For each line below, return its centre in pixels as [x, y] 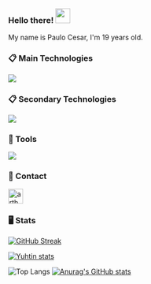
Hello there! [31, 20]
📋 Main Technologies [50, 58]
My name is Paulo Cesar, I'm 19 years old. [75, 37]
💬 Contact [28, 176]
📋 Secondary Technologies [62, 99]
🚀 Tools [22, 139]
